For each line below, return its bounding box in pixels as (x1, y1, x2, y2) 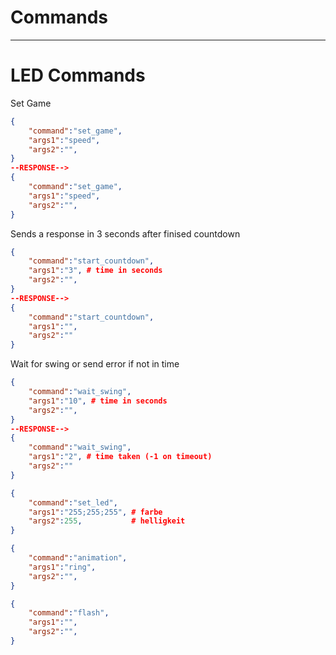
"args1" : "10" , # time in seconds (28, 396, 168, 406)
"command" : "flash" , (28, 608, 110, 618)
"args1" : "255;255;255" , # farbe (28, 507, 163, 517)
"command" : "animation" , (28, 553, 128, 563)
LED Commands (10, 64, 146, 87)
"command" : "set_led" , (28, 497, 118, 508)
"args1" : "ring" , (28, 562, 97, 572)
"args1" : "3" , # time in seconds (28, 266, 163, 276)
